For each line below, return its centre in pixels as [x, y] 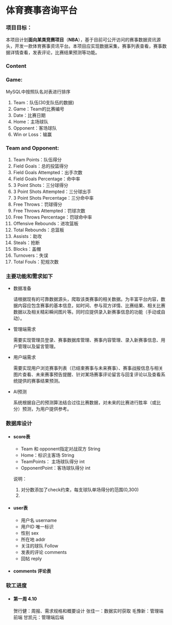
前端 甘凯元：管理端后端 [39, 617]
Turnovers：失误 [31, 255]
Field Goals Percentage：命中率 [47, 179]
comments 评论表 [32, 571]
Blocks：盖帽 [27, 249]
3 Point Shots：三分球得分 [41, 185]
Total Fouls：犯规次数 [36, 262]
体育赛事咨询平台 [42, 10]
